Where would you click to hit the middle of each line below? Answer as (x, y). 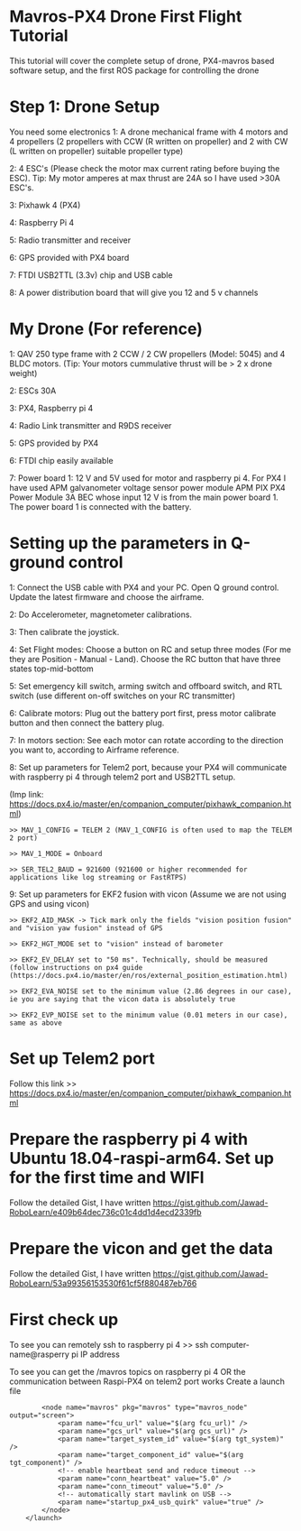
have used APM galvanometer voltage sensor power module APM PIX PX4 (147, 487)
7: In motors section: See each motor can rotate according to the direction (146, 740)
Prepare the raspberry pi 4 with (129, 1139)
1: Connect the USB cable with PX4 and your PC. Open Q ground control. (144, 587)
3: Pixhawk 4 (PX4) (45, 205)
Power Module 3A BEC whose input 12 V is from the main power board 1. (144, 497)
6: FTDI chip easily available (62, 460)
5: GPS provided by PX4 (54, 443)
